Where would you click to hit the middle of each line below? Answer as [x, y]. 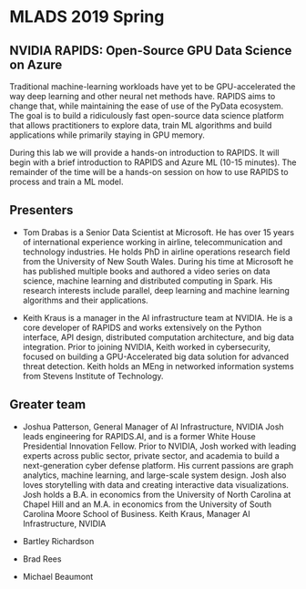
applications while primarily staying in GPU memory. [107, 135]
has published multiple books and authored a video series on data [146, 271]
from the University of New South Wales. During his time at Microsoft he [158, 261]
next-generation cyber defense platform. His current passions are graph [158, 465]
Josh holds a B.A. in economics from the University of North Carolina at [157, 494]
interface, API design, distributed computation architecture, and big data [158, 337]
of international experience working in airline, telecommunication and [153, 242]
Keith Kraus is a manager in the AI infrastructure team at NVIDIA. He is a [158, 317]
